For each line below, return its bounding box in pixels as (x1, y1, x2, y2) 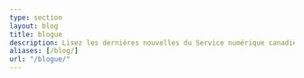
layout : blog (9, 22, 59, 30)
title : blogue (9, 30, 63, 39)
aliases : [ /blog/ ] (9, 47, 79, 56)
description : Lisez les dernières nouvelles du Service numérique (9, 38, 265, 48)
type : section (9, 13, 63, 22)
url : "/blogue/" (9, 55, 71, 64)
